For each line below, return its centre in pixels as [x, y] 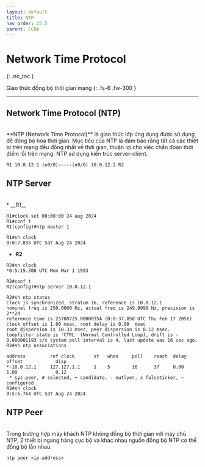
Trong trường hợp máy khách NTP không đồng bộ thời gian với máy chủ [96, 433]
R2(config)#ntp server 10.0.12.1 [49, 287]
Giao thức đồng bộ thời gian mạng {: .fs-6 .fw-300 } [71, 88]
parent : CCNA [23, 29]
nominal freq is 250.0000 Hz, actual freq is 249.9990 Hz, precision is [101, 308]
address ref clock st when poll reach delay [97, 356]
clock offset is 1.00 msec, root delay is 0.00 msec [76, 324]
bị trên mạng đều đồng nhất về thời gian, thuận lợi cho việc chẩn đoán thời [100, 147]
